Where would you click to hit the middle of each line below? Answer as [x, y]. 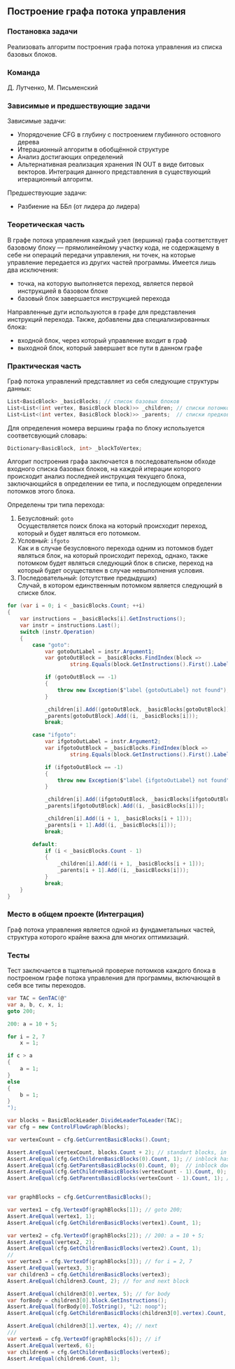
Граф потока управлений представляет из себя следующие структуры [113, 381]
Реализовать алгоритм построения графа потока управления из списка [115, 47]
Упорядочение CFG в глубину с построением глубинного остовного [119, 135]
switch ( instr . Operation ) [58, 632]
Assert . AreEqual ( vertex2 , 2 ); [51, 1242]
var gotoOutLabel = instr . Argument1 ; [100, 651]
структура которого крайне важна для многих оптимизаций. [98, 937]
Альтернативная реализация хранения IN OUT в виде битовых [111, 165]
